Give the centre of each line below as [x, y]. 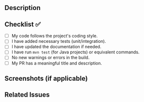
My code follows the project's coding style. [54, 36]
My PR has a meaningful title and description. [57, 63]
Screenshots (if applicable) [46, 78]
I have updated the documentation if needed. [56, 47]
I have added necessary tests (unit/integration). [59, 41]
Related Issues [27, 95]
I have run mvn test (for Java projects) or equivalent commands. [75, 52]
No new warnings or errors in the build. [50, 58]
